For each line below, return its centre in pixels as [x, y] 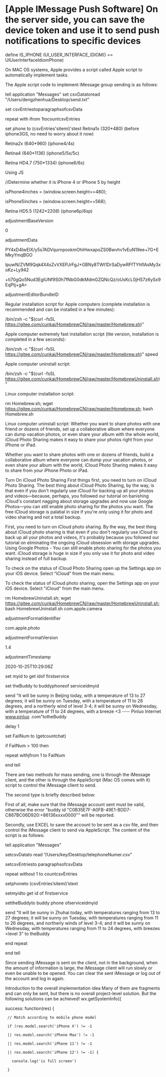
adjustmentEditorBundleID [32, 294]
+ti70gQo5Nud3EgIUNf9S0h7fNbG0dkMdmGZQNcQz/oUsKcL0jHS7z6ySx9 [83, 279]
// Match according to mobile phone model [52, 1017]
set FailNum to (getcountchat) [36, 736]
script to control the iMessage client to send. [51, 785]
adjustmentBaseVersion [29, 221]
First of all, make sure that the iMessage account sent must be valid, [75, 804]
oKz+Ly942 [17, 269]
